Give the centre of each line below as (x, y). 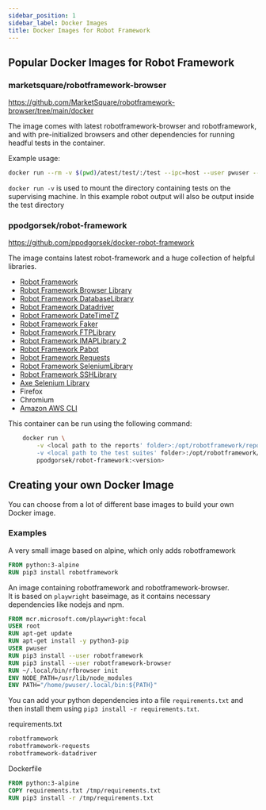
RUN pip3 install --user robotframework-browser (90, 663)
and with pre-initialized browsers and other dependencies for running (122, 135)
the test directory (36, 205)
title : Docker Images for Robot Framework (79, 30)
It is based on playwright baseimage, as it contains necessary (110, 596)
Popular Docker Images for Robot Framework (122, 62)
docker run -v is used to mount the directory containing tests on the (120, 188)
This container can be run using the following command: (100, 424)
